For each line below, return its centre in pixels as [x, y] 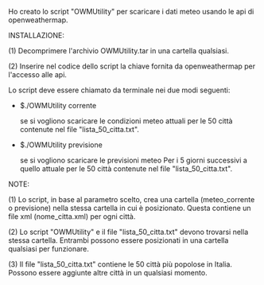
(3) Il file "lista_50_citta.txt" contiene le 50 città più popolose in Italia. [120, 264]
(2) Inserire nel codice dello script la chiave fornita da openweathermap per [132, 66]
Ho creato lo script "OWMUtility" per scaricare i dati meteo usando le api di [131, 12]
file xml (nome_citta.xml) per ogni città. [72, 217]
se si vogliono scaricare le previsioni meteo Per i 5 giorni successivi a [134, 160]
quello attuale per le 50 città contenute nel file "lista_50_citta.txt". [126, 169]
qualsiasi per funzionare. [49, 249]
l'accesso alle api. [38, 74]
